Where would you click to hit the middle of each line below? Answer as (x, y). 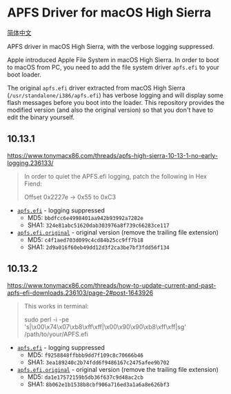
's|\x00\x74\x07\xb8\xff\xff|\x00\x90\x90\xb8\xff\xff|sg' (105, 326)
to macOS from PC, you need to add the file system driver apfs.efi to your (113, 67)
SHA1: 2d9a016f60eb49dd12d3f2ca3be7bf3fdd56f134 (99, 247)
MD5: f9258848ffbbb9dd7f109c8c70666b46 (85, 355)
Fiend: (33, 184)
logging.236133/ (30, 163)
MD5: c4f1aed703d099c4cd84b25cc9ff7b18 (85, 239)
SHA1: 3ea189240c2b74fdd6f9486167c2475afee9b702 (99, 362)
